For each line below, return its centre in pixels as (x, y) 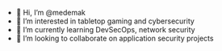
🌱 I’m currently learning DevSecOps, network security (105, 30)
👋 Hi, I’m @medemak (51, 13)
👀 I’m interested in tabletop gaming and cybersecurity (105, 21)
